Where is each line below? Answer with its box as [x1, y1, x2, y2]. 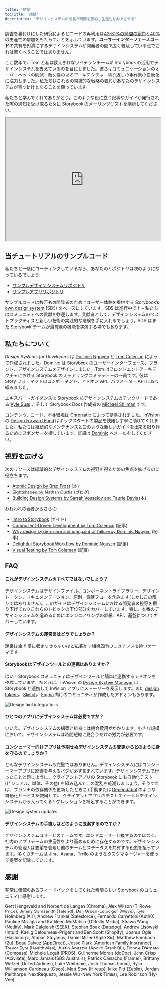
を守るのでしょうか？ [5, 750, 48, 756]
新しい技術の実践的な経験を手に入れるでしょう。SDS [39, 318, 147, 324]
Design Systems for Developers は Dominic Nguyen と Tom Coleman [5, 354, 144, 359]
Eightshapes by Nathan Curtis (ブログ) [12, 489, 90, 495]
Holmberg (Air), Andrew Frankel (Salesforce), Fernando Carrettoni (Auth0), [5, 913, 156, 919]
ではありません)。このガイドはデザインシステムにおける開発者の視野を [9, 600, 153, 606]
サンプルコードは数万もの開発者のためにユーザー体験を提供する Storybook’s [5, 299, 160, 305]
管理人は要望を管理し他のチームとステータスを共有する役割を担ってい [18, 845, 160, 851]
